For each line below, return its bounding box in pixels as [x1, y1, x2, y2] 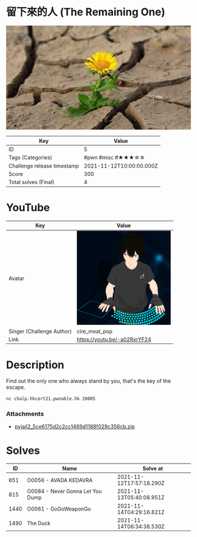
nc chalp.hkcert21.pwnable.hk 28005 [6, 396, 96, 402]
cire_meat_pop [76, 328, 113, 335]
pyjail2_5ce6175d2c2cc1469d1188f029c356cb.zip [14, 423, 135, 430]
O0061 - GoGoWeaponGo [27, 505, 91, 512]
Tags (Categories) [8, 154, 53, 161]
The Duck [27, 520, 51, 527]
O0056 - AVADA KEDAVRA [27, 476, 93, 483]
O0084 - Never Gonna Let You [27, 488, 102, 495]
